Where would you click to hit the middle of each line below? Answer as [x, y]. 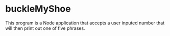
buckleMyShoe [38, 9]
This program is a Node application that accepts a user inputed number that [85, 23]
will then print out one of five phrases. [45, 28]
